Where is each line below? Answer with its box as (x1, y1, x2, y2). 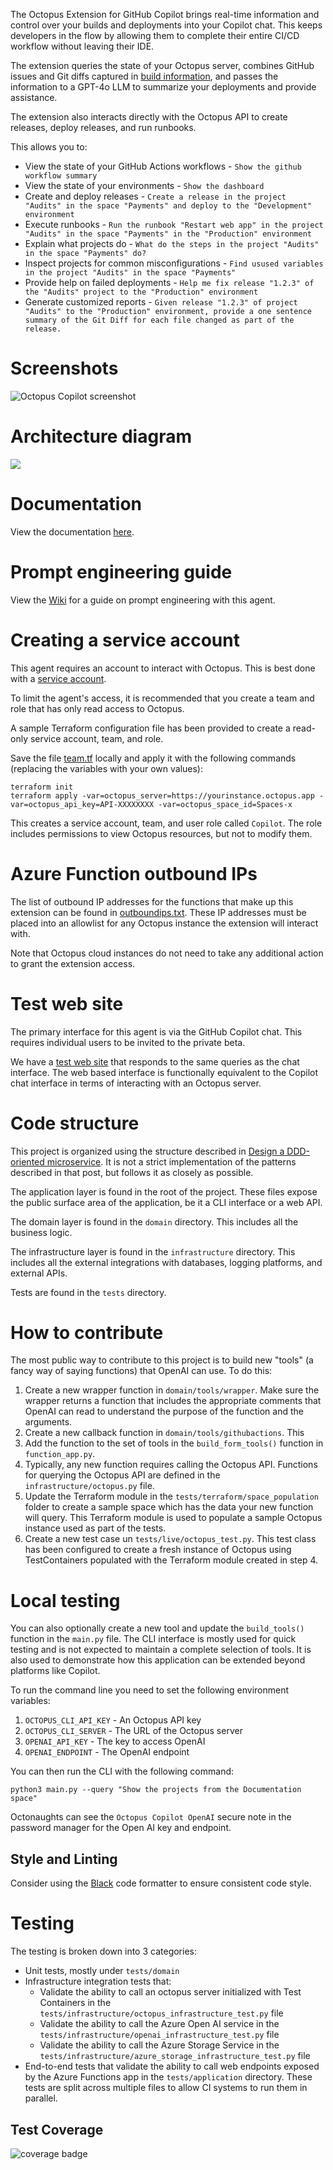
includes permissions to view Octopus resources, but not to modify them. (10, 827, 313, 839)
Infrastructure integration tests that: (24, 1975, 172, 1988)
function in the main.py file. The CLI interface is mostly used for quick (10, 1633, 297, 1645)
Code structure (10, 1112, 140, 1134)
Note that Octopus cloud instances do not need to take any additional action (10, 947, 324, 959)
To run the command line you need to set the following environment (10, 1684, 290, 1696)
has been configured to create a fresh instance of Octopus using (24, 1544, 292, 1556)
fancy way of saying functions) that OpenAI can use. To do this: (10, 1365, 273, 1377)
